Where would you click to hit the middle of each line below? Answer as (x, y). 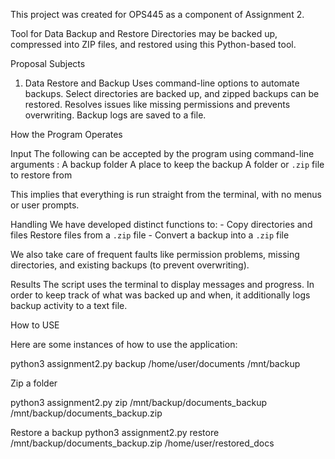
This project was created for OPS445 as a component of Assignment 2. (157, 14)
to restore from (41, 175)
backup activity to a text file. (69, 305)
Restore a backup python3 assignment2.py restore (115, 432)
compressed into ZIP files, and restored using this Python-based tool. (153, 44)
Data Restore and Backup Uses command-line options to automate (162, 83)
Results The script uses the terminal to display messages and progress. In (162, 284)
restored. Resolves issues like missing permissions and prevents (157, 104)
